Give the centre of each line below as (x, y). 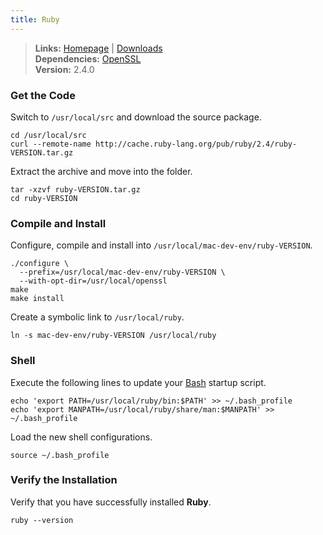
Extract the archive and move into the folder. (101, 171)
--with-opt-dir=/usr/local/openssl (93, 281)
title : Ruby (35, 19)
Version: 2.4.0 (64, 69)
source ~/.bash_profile (60, 455)
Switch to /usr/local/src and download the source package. (136, 117)
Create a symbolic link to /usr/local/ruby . (97, 317)
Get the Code (43, 95)
